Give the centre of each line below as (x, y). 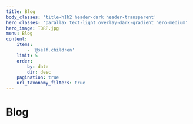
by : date (38, 66)
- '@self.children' (51, 50)
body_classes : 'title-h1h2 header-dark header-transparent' (81, 17)
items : (25, 45)
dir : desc (39, 72)
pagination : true (38, 77)
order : (25, 61)
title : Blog (21, 12)
